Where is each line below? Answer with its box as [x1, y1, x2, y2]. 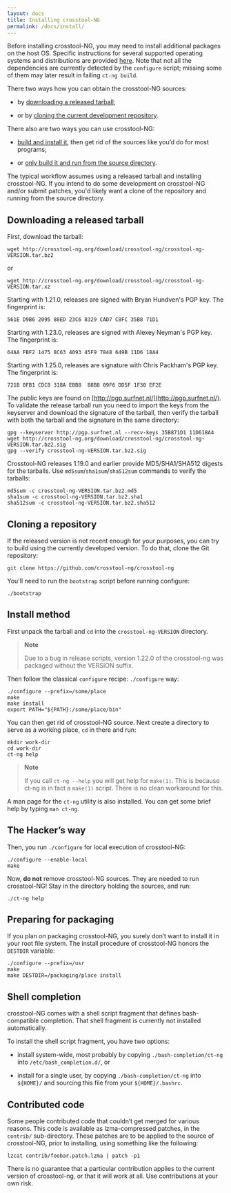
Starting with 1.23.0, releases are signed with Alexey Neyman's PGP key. [7, 329, 212, 337]
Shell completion [7, 991, 81, 1002]
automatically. [7, 1024, 47, 1032]
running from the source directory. [7, 194, 106, 202]
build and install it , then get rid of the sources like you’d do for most [17, 138, 209, 146]
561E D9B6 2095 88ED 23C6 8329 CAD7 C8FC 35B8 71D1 [7, 316, 159, 323]
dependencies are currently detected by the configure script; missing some [7, 64, 222, 72]
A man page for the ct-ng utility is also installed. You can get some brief [7, 797, 212, 805]
